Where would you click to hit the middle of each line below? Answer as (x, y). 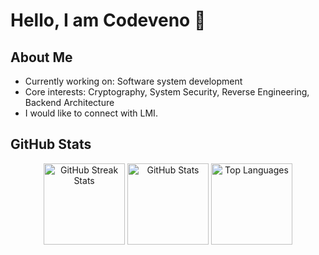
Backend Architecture (69, 102)
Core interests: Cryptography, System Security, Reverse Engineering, (167, 92)
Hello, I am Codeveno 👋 (108, 20)
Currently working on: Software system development (133, 81)
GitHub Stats (51, 144)
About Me (41, 57)
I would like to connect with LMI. (91, 113)
